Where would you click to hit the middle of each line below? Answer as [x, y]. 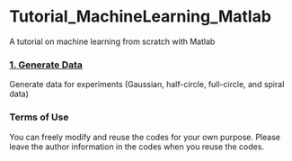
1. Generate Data [46, 65]
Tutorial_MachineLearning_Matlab [141, 17]
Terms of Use [39, 117]
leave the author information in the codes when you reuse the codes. [137, 147]
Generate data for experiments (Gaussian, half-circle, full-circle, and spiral [147, 85]
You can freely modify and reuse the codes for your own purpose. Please [145, 137]
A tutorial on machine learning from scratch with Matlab [112, 41]
